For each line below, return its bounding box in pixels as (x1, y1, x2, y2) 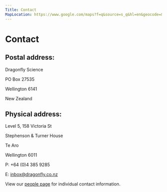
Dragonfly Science (5, 66, 43, 72)
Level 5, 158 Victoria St (5, 123, 52, 129)
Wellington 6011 (5, 152, 37, 158)
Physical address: (5, 110, 62, 118)
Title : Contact (5, 7, 37, 12)
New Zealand (5, 95, 32, 101)
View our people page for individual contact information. (5, 181, 121, 187)
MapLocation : (5, 12, 32, 17)
